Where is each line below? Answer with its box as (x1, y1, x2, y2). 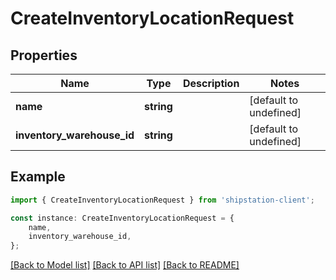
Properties (10, 47, 78, 64)
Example (10, 168, 66, 186)
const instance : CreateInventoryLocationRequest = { (10, 213, 235, 223)
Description (182, 77, 240, 90)
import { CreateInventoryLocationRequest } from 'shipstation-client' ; (10, 195, 315, 205)
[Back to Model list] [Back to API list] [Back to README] (10, 259, 240, 271)
